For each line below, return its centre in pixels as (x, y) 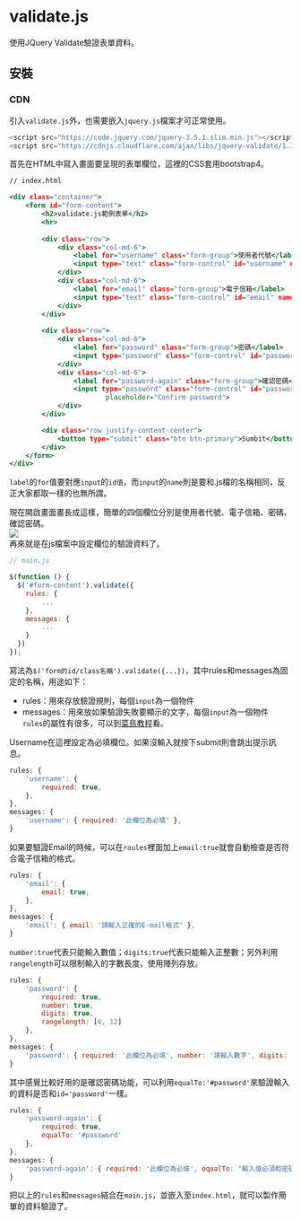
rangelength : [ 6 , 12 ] (82, 1022)
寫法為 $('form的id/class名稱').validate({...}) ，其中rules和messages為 (145, 670)
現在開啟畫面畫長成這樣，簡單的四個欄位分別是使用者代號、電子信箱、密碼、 (150, 513)
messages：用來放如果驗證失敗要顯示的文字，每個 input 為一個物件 (145, 712)
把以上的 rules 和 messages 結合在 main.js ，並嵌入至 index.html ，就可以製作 (144, 1195)
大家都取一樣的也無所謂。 (64, 493)
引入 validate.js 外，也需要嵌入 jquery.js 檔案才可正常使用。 (120, 120)
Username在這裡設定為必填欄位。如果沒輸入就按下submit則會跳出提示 (139, 742)
